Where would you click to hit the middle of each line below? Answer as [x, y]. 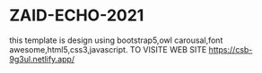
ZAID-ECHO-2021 [77, 16]
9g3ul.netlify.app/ [42, 59]
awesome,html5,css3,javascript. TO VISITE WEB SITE [108, 49]
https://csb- [231, 49]
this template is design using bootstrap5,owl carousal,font [116, 40]
